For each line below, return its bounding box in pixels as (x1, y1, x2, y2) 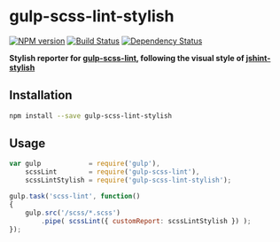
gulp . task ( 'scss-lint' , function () (9, 192, 141, 201)
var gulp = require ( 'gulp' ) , (9, 160, 161, 168)
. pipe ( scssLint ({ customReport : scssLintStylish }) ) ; (41, 216, 252, 225)
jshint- (245, 52, 271, 63)
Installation (9, 88, 73, 103)
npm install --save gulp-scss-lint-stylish (9, 111, 173, 121)
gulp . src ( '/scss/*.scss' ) (25, 208, 121, 217)
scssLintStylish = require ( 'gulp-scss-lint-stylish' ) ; (25, 176, 232, 185)
